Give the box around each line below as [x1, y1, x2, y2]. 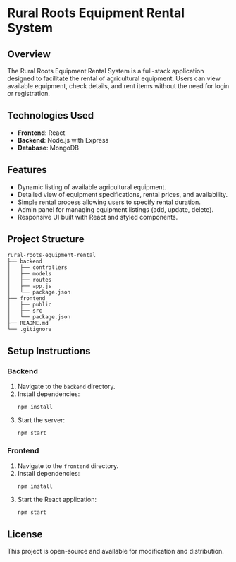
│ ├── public [7, 301, 52, 309]
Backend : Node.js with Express [17, 136, 109, 144]
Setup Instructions [7, 345, 91, 357]
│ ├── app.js [7, 282, 52, 290]
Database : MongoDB [17, 143, 80, 152]
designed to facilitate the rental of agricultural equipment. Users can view [7, 74, 221, 83]
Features [7, 164, 47, 176]
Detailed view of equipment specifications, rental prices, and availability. [17, 190, 228, 198]
